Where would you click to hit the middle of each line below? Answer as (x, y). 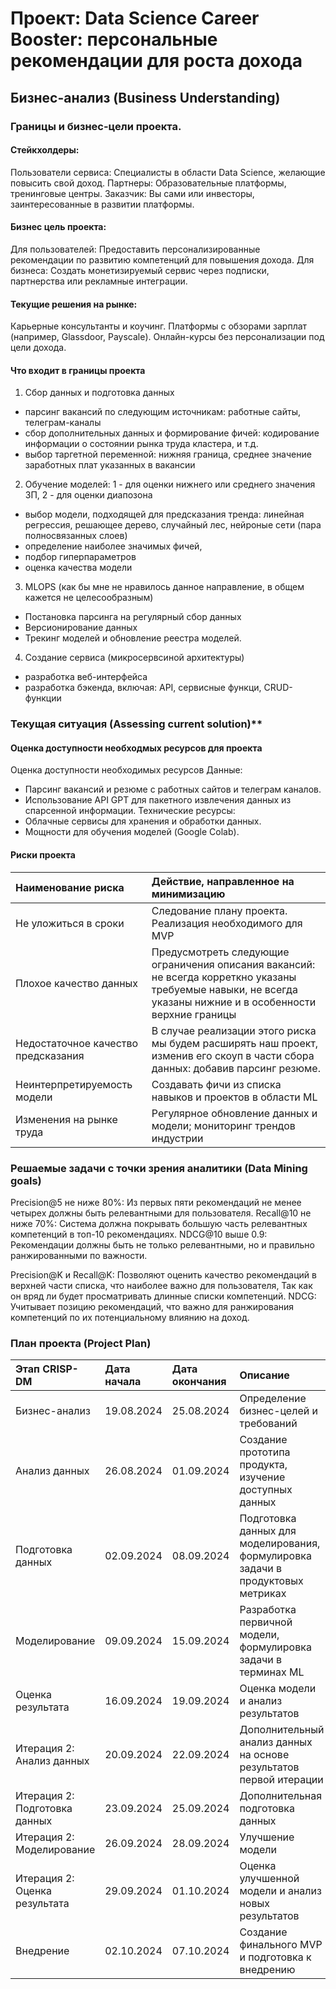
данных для (268, 1531)
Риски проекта (43, 855)
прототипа (265, 1452)
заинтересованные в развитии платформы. (102, 204)
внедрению (267, 1970)
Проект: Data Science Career (135, 18)
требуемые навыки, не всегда (224, 989)
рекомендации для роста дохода (156, 61)
